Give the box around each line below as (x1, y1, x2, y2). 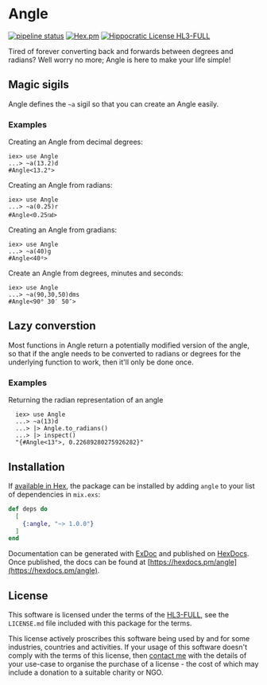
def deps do (8, 504, 48, 513)
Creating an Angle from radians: (8, 181, 113, 190)
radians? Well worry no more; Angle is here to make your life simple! (8, 55, 231, 64)
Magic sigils (8, 78, 69, 91)
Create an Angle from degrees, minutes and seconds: (8, 268, 184, 278)
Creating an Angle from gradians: (8, 225, 118, 235)
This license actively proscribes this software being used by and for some (8, 634, 250, 644)
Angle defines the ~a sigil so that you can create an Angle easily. (8, 99, 219, 108)
